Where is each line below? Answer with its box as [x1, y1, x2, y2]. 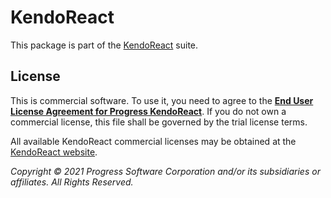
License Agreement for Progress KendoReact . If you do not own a [10, 105, 287, 117]
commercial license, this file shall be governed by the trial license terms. [10, 116, 308, 128]
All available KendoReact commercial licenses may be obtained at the [10, 135, 297, 147]
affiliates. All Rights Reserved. [10, 176, 134, 188]
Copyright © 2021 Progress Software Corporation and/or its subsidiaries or [10, 165, 321, 177]
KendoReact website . [10, 146, 98, 158]
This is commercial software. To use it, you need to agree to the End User [10, 94, 314, 106]
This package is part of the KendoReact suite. [10, 39, 199, 51]
